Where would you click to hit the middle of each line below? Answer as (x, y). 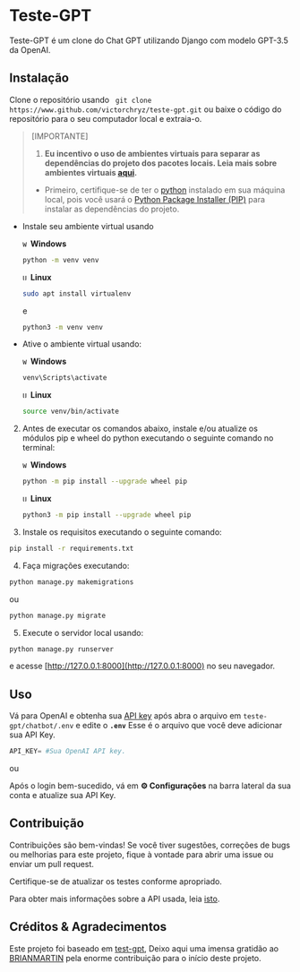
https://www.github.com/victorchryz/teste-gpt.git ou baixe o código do (146, 109)
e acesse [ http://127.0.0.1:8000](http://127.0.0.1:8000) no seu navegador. (142, 666)
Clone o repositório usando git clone (81, 99)
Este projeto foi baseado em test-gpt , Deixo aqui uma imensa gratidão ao (144, 948)
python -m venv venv (60, 260)
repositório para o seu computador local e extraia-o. (106, 118)
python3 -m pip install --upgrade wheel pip (107, 515)
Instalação (39, 78)
